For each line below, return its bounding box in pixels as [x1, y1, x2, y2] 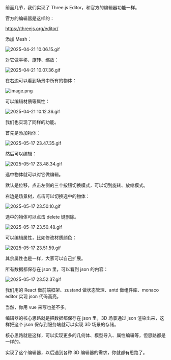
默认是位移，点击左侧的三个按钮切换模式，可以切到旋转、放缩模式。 [5, 182, 148, 188]
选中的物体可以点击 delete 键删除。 [5, 214, 79, 220]
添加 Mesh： [5, 36, 32, 42]
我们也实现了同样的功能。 [5, 119, 59, 125]
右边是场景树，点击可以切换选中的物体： [5, 193, 90, 199]
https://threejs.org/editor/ [5, 26, 59, 32]
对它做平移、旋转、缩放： [5, 57, 59, 63]
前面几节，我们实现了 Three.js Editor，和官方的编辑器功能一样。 [5, 5, 140, 10]
